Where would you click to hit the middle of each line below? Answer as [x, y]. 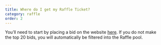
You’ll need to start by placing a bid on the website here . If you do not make [81, 32]
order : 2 [14, 18]
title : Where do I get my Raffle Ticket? [48, 9]
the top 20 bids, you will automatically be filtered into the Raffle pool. [74, 37]
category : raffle [23, 14]
